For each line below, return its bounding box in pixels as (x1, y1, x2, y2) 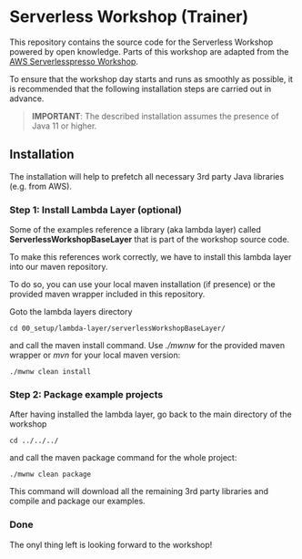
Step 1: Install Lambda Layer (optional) (9, 203, 182, 216)
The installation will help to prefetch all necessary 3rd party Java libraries (9, 171, 285, 181)
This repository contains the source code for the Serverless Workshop (9, 36, 274, 47)
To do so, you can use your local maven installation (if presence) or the (9, 279, 276, 290)
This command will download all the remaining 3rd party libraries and (9, 486, 268, 497)
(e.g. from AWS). (9, 181, 73, 192)
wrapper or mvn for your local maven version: (9, 349, 181, 361)
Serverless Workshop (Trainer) (9, 6, 248, 27)
